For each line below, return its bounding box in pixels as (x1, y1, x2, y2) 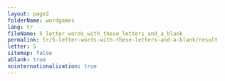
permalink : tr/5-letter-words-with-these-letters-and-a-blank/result (7, 37, 219, 44)
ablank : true (7, 56, 46, 63)
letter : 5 (7, 43, 37, 50)
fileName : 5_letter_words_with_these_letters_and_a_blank (7, 30, 183, 37)
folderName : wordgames (7, 17, 75, 24)
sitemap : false (7, 50, 53, 57)
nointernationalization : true (7, 63, 98, 70)
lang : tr (7, 23, 33, 30)
